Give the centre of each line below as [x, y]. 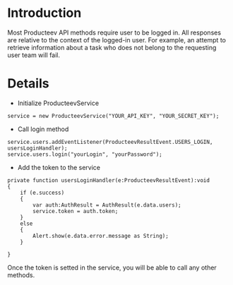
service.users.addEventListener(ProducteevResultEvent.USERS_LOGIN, [110, 142]
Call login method [43, 129]
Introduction [44, 13]
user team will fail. [34, 55]
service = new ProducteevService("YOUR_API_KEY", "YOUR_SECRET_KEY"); [113, 116]
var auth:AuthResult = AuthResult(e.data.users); [107, 205]
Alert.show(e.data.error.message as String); [101, 236]
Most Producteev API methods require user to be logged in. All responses [114, 32]
